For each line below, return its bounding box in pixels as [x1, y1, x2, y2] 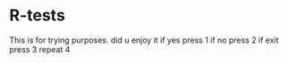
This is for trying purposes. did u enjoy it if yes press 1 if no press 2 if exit [9, 35, 279, 45]
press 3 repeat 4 [9, 43, 71, 54]
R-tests [9, 5, 65, 26]
